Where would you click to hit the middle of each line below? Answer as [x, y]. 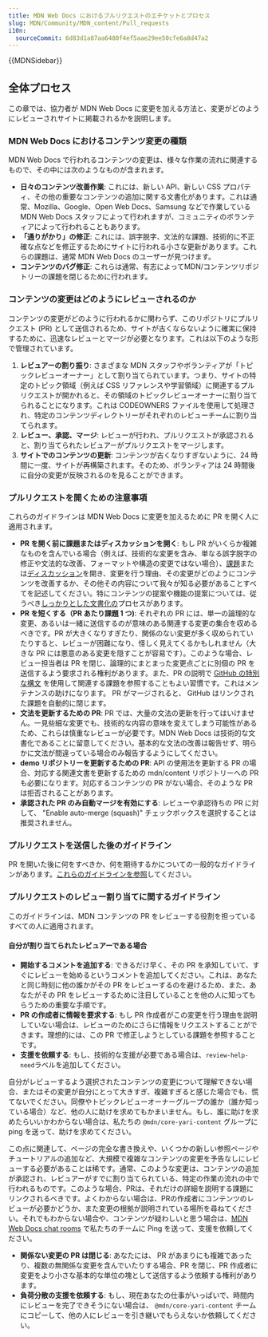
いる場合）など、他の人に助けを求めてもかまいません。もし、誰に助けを [134, 1111]
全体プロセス [40, 87]
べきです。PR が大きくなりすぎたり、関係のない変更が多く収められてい [136, 633]
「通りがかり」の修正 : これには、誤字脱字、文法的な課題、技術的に [130, 237]
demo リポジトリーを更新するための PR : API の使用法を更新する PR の [134, 762]
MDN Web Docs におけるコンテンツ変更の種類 [98, 140]
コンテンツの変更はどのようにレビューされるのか [102, 299]
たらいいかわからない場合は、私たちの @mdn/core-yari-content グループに [136, 1121]
